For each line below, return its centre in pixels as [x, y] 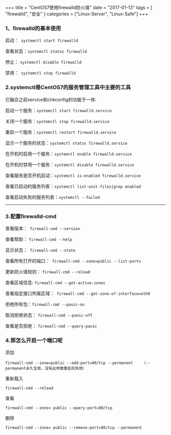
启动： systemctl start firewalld [42, 40]
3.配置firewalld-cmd [31, 216]
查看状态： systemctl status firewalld [46, 51]
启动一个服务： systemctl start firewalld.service [59, 110]
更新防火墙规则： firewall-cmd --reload [48, 271]
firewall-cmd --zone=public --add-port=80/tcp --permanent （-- [78, 363]
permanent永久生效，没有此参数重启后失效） [46, 369]
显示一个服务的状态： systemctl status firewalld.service [66, 143]
